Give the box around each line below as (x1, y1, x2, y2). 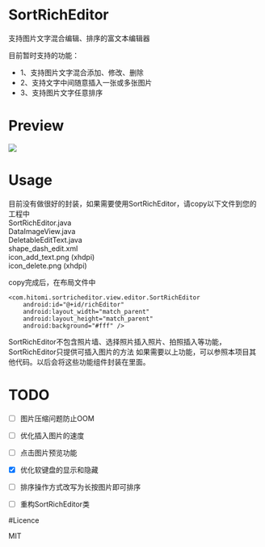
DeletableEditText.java (8, 235, 82, 244)
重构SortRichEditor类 (19, 499, 90, 509)
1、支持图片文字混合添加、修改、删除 (19, 67, 144, 77)
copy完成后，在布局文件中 (8, 277, 96, 287)
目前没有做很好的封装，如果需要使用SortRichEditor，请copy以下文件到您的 (8, 198, 257, 208)
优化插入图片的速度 (19, 430, 85, 441)
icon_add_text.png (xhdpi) (8, 252, 95, 261)
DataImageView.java (8, 226, 76, 236)
